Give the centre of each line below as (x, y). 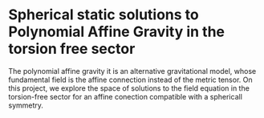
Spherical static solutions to (104, 15)
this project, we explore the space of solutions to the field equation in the (129, 88)
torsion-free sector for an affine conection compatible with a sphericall (126, 96)
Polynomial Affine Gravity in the (117, 32)
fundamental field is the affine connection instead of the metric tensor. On (130, 79)
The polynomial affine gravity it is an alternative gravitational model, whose (132, 71)
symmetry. (26, 105)
